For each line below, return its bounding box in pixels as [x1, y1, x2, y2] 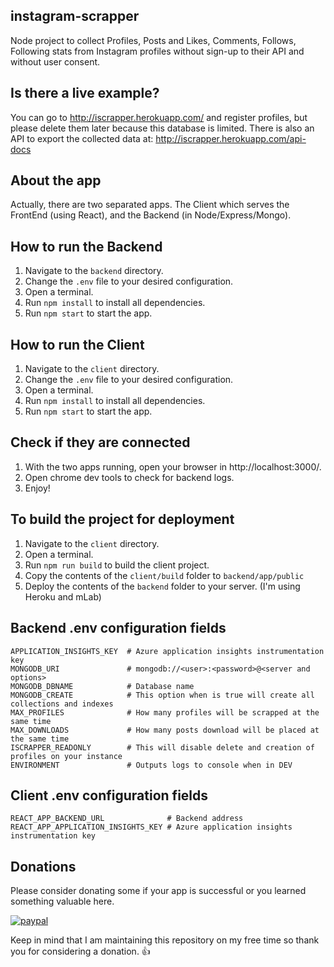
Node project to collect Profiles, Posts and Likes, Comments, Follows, [10, 34, 297, 46]
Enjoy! [24, 482, 51, 494]
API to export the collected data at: [10, 132, 154, 144]
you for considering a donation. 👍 [10, 945, 151, 958]
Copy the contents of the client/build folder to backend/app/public [24, 569, 305, 581]
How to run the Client [10, 336, 145, 353]
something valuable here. [10, 895, 115, 908]
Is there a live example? [10, 85, 160, 102]
